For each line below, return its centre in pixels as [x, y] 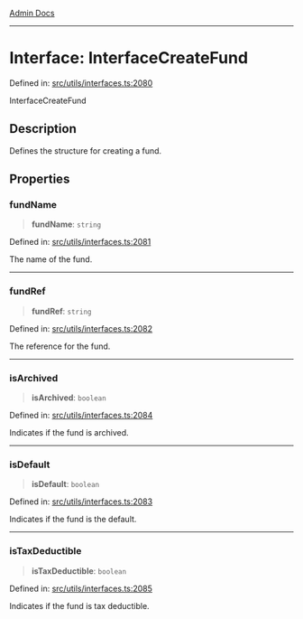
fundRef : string [61, 311]
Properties [40, 179]
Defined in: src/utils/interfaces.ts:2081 [80, 242]
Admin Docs [32, 13]
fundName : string [66, 224]
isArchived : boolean [69, 398]
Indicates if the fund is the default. [73, 520]
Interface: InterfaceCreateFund [129, 58]
